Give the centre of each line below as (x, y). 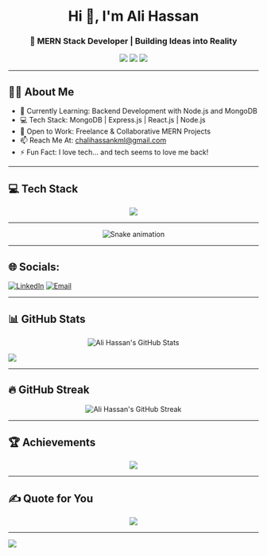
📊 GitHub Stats (47, 319)
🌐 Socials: (34, 267)
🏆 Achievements (52, 442)
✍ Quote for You (51, 498)
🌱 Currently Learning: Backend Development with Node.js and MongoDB (139, 111)
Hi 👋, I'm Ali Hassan (133, 16)
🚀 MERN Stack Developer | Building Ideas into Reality (133, 41)
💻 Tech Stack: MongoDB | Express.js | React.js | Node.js (112, 120)
